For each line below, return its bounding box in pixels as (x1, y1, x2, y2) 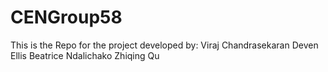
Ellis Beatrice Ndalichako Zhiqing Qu (10, 49, 160, 61)
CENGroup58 (10, 6, 123, 29)
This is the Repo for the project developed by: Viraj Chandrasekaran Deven (10, 39, 319, 51)
